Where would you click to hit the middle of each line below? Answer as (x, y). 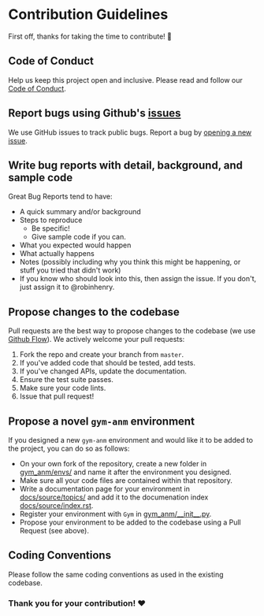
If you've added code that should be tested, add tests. (107, 363)
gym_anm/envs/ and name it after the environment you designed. (125, 472)
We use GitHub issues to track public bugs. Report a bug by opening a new (130, 132)
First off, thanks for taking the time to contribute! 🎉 (90, 36)
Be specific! (50, 228)
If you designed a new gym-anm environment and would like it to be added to (131, 440)
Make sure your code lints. (63, 388)
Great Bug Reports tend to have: (60, 197)
